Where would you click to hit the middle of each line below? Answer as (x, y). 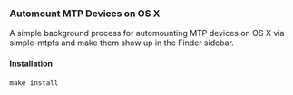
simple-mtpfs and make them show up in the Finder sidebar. (122, 43)
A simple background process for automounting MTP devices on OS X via (147, 33)
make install (34, 83)
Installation (31, 63)
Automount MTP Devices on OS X (85, 14)
